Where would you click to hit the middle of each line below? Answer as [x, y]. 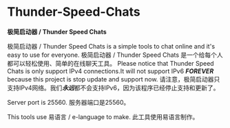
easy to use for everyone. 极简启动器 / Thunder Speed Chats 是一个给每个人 [115, 55]
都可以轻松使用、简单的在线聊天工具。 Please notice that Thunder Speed [111, 63]
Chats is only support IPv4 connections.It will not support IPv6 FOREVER [111, 71]
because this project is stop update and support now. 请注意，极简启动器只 [114, 79]
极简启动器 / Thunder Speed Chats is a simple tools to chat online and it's [111, 46]
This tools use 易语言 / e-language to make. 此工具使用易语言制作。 [103, 116]
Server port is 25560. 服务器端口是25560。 [69, 102]
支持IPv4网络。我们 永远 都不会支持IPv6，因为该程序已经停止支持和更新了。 [113, 88]
